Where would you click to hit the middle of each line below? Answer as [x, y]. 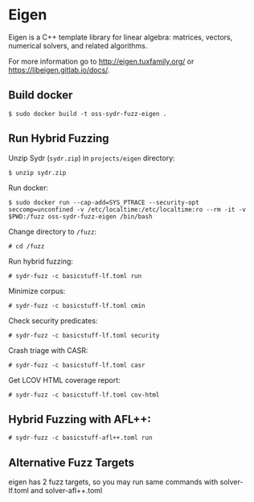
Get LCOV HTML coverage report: [64, 380]
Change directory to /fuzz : [53, 231]
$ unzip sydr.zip [37, 172]
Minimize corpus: [37, 291]
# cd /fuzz [27, 246]
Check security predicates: [53, 321]
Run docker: [29, 188]
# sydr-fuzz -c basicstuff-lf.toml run [75, 276]
